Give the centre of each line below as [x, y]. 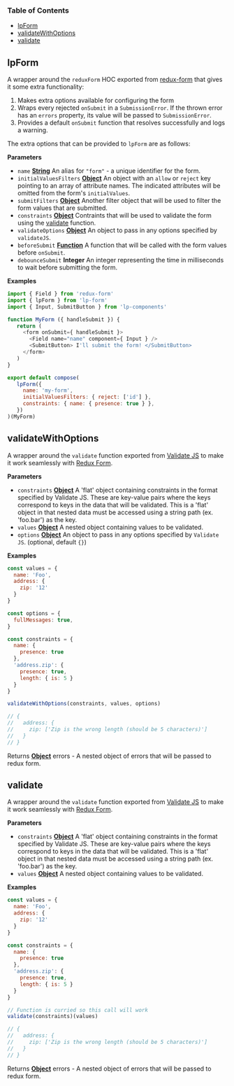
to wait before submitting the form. [67, 267]
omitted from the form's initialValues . [74, 193]
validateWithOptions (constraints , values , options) [84, 704]
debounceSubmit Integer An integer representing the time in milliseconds [120, 260]
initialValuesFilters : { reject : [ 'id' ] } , [87, 397]
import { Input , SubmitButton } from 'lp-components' [87, 306]
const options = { [34, 613]
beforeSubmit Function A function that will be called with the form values [122, 245]
